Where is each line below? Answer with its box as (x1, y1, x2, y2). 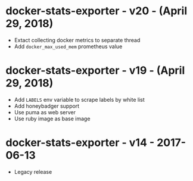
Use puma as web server (14, 108, 76, 116)
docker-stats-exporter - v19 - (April (5, 64, 185, 77)
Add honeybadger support (14, 102, 80, 110)
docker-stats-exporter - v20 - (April (5, 4, 188, 18)
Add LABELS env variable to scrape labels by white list (14, 96, 145, 103)
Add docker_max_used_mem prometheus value (14, 43, 123, 50)
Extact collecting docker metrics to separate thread (14, 36, 141, 43)
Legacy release (14, 168, 52, 175)
